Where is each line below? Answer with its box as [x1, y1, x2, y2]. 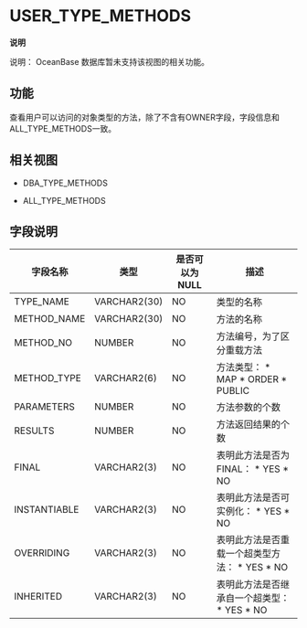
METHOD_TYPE [14, 372, 82, 385]
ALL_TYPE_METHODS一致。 [9, 122, 117, 133]
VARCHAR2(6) [94, 372, 157, 385]
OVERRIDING [14, 547, 70, 559]
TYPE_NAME [14, 295, 70, 308]
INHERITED [14, 591, 62, 603]
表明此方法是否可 [216, 491, 291, 504]
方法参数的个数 [216, 401, 281, 414]
